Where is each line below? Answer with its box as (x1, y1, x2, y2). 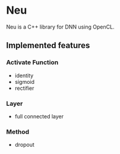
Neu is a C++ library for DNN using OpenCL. (6, 23, 115, 30)
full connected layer (14, 112, 64, 120)
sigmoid (14, 78, 34, 85)
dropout (14, 141, 34, 149)
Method (6, 127, 30, 136)
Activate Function (6, 58, 59, 67)
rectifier (14, 84, 34, 92)
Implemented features (6, 40, 90, 51)
